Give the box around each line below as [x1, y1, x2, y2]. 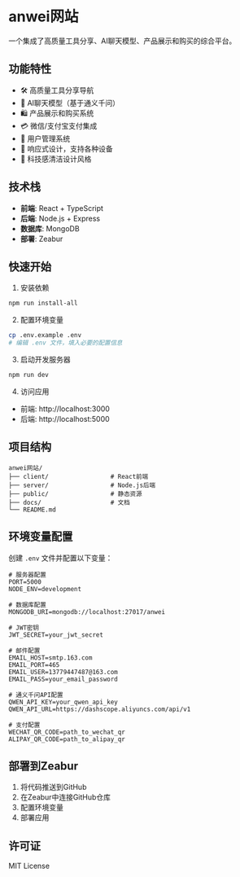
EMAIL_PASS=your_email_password [8, 675, 118, 683]
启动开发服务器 [20, 355, 71, 364]
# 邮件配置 [8, 647, 41, 655]
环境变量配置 [8, 530, 73, 544]
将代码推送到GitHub [20, 783, 87, 792]
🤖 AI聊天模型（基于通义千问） [20, 98, 120, 107]
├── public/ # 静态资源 [8, 489, 142, 498]
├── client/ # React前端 [8, 472, 149, 480]
